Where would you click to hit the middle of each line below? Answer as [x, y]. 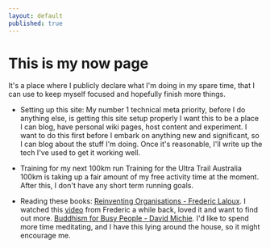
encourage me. [45, 236]
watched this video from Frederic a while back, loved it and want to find [139, 210]
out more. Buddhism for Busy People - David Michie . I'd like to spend [135, 218]
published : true [35, 23]
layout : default [35, 16]
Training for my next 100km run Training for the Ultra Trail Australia [131, 168]
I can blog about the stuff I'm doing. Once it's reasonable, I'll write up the [141, 144]
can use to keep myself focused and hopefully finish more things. [117, 95]
